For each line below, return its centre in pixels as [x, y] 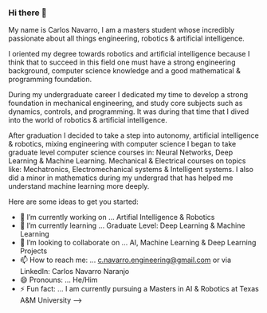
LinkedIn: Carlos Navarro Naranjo [75, 272]
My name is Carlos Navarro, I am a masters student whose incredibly [122, 30]
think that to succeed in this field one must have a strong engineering [122, 62]
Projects [33, 251]
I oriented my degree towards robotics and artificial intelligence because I [129, 54]
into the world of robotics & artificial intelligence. [88, 120]
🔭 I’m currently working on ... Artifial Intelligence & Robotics [117, 217]
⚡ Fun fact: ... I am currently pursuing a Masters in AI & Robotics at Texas [139, 289]
